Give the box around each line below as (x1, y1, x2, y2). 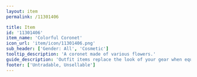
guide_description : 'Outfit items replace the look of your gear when (6, 56, 182, 63)
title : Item (6, 24, 35, 30)
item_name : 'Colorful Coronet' (6, 35, 83, 41)
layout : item (6, 8, 38, 14)
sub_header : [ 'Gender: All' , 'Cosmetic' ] (6, 46, 109, 52)
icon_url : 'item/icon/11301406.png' (6, 41, 96, 46)
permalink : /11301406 (6, 14, 59, 20)
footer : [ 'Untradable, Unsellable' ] (6, 62, 96, 68)
